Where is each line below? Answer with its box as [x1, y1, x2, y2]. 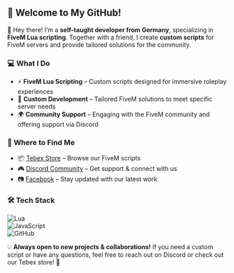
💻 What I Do [7, 58, 50, 68]
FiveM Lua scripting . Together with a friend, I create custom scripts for [7, 33, 214, 41]
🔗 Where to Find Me [7, 138, 75, 148]
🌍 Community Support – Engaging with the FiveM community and [17, 110, 210, 119]
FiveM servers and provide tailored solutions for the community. [7, 40, 191, 49]
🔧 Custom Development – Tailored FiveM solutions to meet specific [17, 95, 213, 104]
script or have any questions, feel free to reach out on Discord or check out [7, 250, 224, 259]
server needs [17, 102, 56, 111]
